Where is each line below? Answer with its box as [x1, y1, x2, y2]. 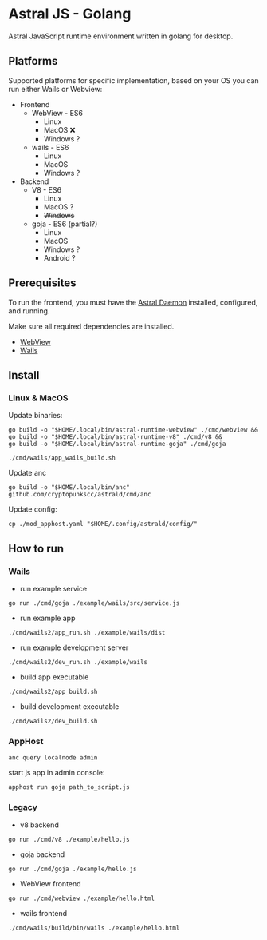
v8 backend [19, 820, 60, 830]
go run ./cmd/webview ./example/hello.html [8, 894, 155, 902]
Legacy [8, 802, 38, 813]
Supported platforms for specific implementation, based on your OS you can [8, 75, 259, 85]
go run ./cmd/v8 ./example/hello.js [8, 835, 130, 843]
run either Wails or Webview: [8, 84, 103, 94]
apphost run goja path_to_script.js [8, 783, 130, 791]
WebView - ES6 [31, 108, 84, 117]
